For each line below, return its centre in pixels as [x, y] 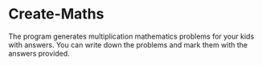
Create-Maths [56, 14]
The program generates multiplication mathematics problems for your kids [131, 36]
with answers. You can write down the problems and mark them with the [128, 44]
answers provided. [39, 53]
